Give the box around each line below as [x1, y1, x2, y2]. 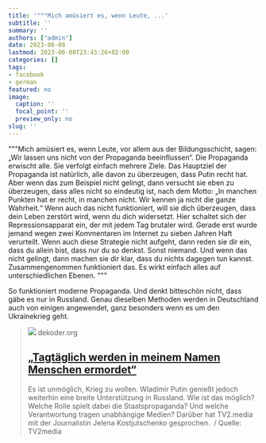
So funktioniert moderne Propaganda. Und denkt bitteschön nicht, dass [8, 286, 242, 295]
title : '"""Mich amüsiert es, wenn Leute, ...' [8, 11, 169, 20]
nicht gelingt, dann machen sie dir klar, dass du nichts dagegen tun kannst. [8, 253, 254, 263]
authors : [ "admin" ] [8, 33, 73, 42]
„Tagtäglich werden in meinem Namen [27, 351, 221, 364]
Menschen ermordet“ [27, 363, 137, 377]
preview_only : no [15, 115, 73, 123]
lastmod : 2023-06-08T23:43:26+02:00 [8, 48, 129, 56]
